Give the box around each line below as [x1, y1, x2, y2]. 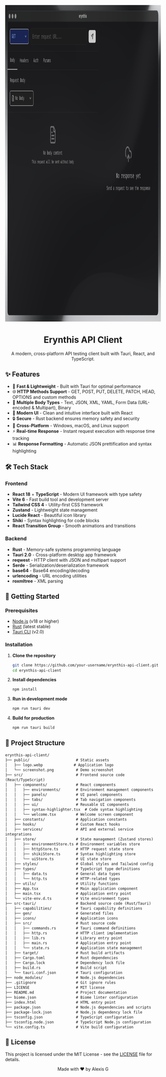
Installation [5, 641, 33, 648]
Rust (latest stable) [12, 624, 51, 629]
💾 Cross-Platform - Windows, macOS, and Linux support [12, 422, 129, 428]
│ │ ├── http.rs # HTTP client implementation [5, 931, 138, 936]
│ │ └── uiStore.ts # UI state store [5, 856, 112, 861]
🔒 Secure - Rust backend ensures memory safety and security [12, 415, 140, 421]
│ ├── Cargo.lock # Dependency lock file [5, 960, 125, 965]
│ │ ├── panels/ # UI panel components [5, 792, 123, 797]
